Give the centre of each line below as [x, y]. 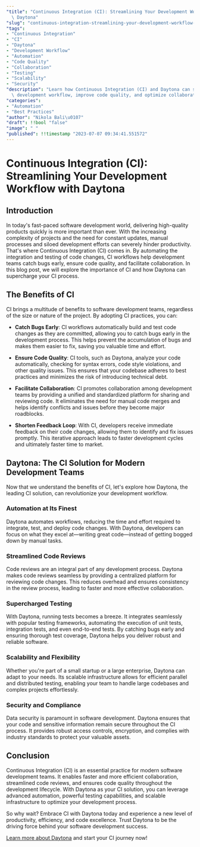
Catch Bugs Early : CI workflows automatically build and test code [96, 327]
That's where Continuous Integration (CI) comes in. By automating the [92, 250]
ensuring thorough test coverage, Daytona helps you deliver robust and [94, 636]
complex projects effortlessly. [43, 689]
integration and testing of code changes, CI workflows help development [96, 257]
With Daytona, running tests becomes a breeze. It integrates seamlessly [94, 616]
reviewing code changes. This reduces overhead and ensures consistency [97, 582]
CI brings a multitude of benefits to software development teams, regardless [100, 309]
